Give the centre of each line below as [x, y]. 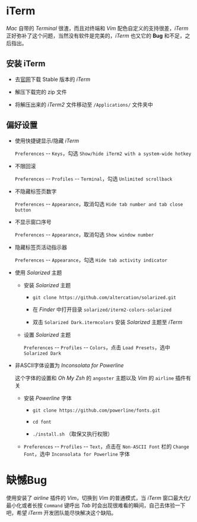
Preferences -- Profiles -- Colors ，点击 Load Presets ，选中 [97, 347]
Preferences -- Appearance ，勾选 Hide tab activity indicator [91, 260]
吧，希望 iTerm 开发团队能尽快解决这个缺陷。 [61, 512]
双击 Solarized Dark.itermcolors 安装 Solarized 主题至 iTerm [107, 322]
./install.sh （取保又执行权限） [73, 434]
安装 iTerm [26, 64]
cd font [42, 422]
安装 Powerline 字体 [48, 398]
